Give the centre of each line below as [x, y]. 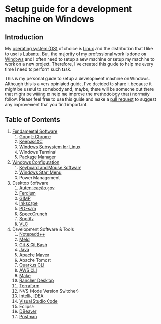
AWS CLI [28, 270]
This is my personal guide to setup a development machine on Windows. [78, 79]
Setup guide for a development [69, 9]
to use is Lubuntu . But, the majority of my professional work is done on [76, 54]
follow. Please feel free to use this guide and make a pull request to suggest [80, 99]
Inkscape [28, 203]
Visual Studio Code [38, 301]
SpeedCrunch [33, 214]
